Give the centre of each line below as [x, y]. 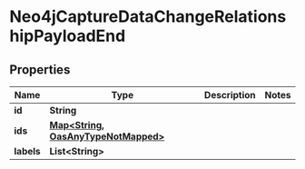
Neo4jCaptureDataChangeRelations [148, 17]
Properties [40, 70]
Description [230, 95]
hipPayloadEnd [68, 36]
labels [27, 151]
